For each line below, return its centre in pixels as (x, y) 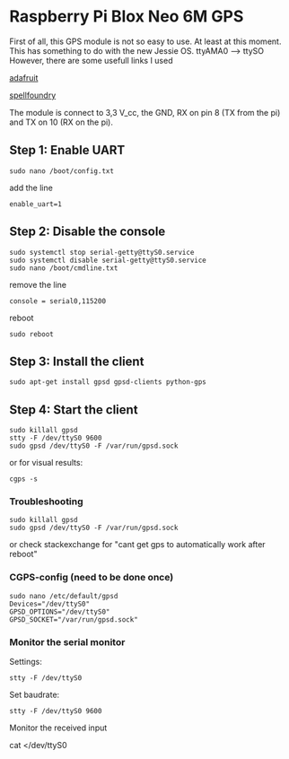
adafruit (24, 77)
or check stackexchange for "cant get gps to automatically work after (138, 545)
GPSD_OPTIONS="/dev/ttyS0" (60, 612)
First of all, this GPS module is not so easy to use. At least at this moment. (145, 41)
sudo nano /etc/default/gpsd (64, 596)
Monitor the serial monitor (67, 641)
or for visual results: (46, 463)
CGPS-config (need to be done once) (92, 578)
